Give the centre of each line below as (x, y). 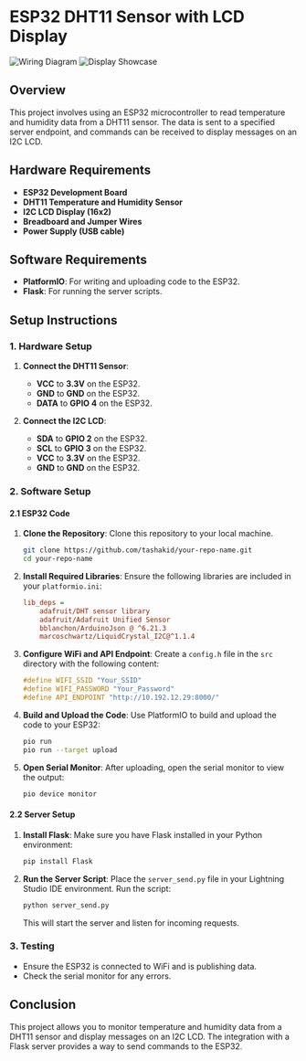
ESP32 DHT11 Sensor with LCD (127, 17)
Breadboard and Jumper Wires (82, 221)
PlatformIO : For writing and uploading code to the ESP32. (131, 281)
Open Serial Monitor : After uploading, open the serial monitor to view (153, 767)
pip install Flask (58, 861)
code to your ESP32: (61, 725)
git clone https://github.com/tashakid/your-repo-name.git (137, 550)
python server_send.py (66, 905)
